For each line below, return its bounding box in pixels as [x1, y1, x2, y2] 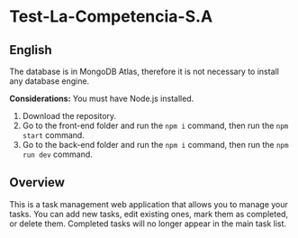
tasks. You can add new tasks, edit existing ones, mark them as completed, [9, 208, 289, 219]
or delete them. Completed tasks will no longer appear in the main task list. [9, 218, 286, 229]
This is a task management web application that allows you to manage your [9, 198, 288, 209]
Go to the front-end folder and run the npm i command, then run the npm [22, 120, 289, 131]
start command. [22, 130, 86, 141]
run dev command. [22, 149, 93, 160]
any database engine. [9, 76, 90, 87]
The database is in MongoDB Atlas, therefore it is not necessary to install [9, 66, 279, 77]
